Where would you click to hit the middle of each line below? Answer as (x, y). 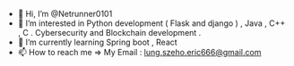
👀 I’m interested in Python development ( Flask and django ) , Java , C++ (151, 23)
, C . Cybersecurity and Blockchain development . (109, 33)
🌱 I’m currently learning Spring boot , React (97, 42)
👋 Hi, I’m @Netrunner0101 (65, 14)
